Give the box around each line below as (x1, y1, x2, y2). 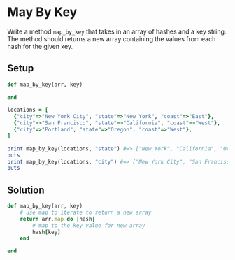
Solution (7, 184, 45, 196)
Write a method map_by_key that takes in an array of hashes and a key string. (7, 27, 227, 36)
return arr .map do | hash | (20, 215, 96, 222)
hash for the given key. (7, 42, 73, 50)
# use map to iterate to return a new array (20, 209, 152, 216)
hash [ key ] (32, 229, 61, 236)
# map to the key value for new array (32, 222, 145, 229)
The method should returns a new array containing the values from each (7, 34, 216, 43)
